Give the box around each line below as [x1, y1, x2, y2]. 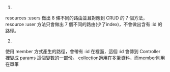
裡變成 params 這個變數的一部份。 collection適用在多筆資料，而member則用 [5, 55, 165, 61]
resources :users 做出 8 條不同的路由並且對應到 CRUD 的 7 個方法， [5, 15, 148, 21]
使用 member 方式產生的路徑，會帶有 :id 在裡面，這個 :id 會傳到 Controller [5, 49, 161, 54]
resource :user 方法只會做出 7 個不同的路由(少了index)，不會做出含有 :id [5, 21, 157, 27]
